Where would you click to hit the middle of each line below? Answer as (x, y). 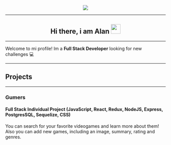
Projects (19, 77)
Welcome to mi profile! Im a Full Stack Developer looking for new (74, 48)
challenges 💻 (20, 54)
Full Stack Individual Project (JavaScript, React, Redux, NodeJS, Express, (84, 109)
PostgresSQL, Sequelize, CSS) (38, 115)
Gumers (15, 97)
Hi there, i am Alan (80, 31)
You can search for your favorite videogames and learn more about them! (82, 126)
